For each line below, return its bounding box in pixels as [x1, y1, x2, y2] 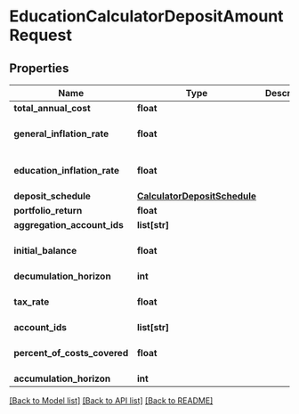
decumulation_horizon [13, 270, 111, 282]
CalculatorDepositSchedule [136, 190, 256, 202]
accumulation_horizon [13, 372, 111, 385]
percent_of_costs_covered [13, 347, 129, 359]
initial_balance [13, 245, 77, 256]
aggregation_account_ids [13, 219, 125, 231]
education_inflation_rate [13, 165, 120, 176]
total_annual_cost [13, 102, 91, 114]
